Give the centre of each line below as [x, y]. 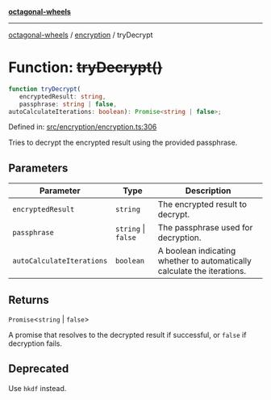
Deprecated [39, 369]
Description [208, 191]
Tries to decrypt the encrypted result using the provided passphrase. [123, 143]
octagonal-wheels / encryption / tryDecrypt [81, 35]
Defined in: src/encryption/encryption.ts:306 [83, 127]
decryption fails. [35, 343]
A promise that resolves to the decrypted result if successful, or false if [127, 335]
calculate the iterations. [202, 272]
